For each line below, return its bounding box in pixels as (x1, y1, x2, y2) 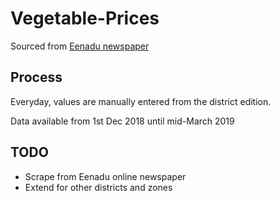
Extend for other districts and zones (24, 181, 173, 193)
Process (10, 69, 63, 86)
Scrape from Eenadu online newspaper (24, 170, 187, 182)
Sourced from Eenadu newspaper (10, 40, 150, 52)
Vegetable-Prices (10, 7, 160, 30)
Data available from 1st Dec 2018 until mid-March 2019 (10, 115, 235, 127)
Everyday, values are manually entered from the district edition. (10, 95, 272, 107)
